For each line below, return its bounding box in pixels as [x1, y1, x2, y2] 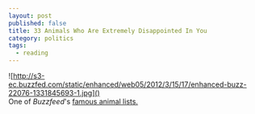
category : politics [8, 34, 74, 43]
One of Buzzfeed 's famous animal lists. [8, 97, 139, 106]
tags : [8, 42, 27, 50]
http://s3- [13, 71, 45, 80]
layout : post [8, 11, 52, 20]
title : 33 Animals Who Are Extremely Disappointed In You [8, 26, 207, 35]
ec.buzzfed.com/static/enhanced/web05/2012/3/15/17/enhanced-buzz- [8, 79, 248, 89]
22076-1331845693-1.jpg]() [8, 88, 101, 97]
